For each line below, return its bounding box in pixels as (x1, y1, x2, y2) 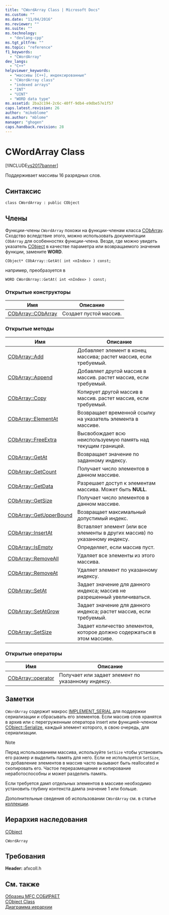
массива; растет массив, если (77, 353, 152, 360)
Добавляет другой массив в (77, 367, 147, 374)
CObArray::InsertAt (8, 529, 53, 536)
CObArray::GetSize (8, 497, 53, 504)
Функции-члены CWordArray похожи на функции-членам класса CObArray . (5, 227, 164, 234)
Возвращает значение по (77, 450, 139, 458)
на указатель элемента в (77, 415, 138, 422)
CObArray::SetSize (8, 629, 52, 636)
